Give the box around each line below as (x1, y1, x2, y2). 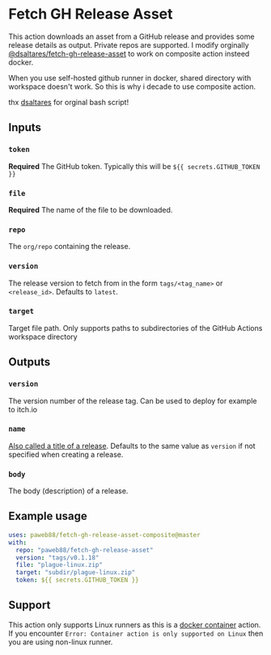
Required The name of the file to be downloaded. (8, 205, 173, 214)
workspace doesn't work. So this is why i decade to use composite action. (8, 82, 256, 91)
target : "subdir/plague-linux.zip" (15, 568, 136, 577)
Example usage (8, 509, 87, 523)
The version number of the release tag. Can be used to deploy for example (8, 395, 257, 405)
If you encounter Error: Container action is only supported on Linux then (8, 628, 264, 638)
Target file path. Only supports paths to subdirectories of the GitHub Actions (8, 323, 263, 332)
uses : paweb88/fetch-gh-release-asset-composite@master (8, 530, 201, 539)
